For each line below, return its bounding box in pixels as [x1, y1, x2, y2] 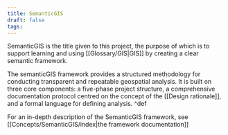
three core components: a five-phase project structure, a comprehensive [7, 84, 216, 93]
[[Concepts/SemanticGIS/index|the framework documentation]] [7, 120, 189, 129]
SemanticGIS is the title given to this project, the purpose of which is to [7, 42, 210, 51]
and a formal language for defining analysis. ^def [7, 100, 147, 108]
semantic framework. [7, 57, 68, 65]
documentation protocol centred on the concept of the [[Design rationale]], [7, 92, 222, 100]
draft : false [7, 17, 45, 24]
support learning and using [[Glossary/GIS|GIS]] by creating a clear [7, 49, 199, 57]
